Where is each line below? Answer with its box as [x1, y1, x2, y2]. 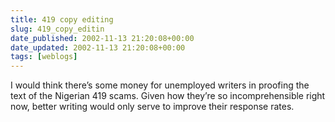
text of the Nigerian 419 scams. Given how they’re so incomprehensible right [10, 90, 326, 102]
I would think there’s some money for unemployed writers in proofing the [10, 79, 310, 91]
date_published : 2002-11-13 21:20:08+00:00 [10, 33, 195, 43]
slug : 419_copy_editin [10, 24, 105, 34]
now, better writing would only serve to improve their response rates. [10, 101, 295, 113]
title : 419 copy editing [10, 14, 114, 25]
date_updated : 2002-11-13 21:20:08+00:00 [10, 42, 186, 53]
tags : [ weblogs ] [10, 52, 78, 62]
